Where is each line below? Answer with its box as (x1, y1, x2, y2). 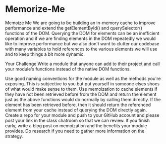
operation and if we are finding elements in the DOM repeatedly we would (5, 36, 156, 41)
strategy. (5, 133, 23, 139)
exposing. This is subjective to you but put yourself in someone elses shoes (5, 80, 160, 87)
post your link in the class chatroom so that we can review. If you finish (5, 117, 150, 123)
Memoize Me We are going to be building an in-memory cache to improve (5, 20, 156, 26)
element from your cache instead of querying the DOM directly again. (5, 107, 147, 113)
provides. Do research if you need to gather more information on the (5, 128, 145, 134)
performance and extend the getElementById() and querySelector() (5, 25, 143, 31)
